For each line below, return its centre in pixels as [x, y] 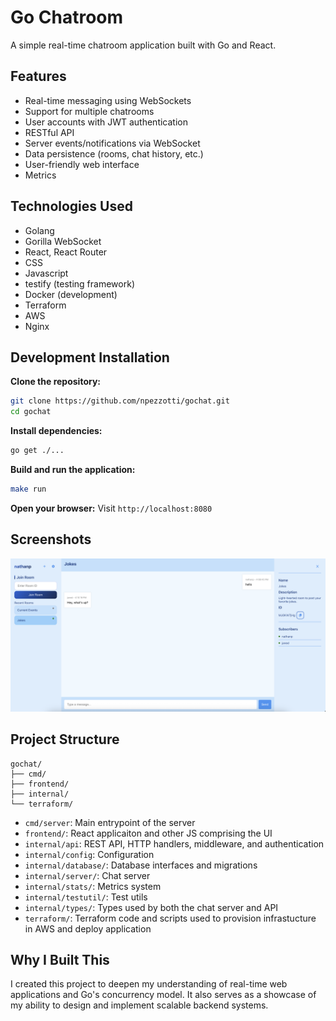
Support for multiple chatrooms [89, 111]
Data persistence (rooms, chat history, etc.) [114, 153]
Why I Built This [60, 960]
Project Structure [65, 739]
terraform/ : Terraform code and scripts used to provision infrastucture [170, 918]
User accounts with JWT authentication [106, 122]
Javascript [46, 273]
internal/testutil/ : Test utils [86, 897]
